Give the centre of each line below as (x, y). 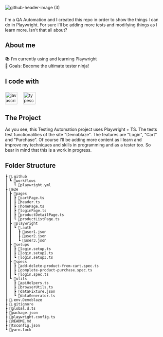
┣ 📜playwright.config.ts (30, 317)
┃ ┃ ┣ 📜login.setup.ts (28, 249)
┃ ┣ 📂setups (17, 245)
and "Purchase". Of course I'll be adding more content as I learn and (73, 140)
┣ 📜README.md (18, 321)
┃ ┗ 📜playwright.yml (28, 185)
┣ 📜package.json (21, 313)
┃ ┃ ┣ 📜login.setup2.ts (29, 253)
